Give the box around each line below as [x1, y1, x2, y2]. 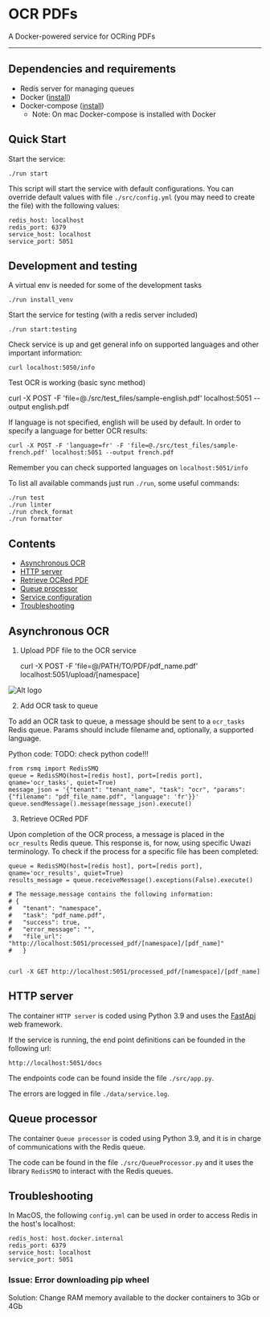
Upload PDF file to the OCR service [19, 646, 137, 655]
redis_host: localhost [8, 216, 84, 224]
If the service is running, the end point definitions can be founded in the [8, 1035, 246, 1044]
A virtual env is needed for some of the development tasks [8, 281, 202, 290]
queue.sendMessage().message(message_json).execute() [8, 800, 193, 808]
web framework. [8, 1019, 63, 1029]
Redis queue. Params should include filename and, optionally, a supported [8, 725, 254, 734]
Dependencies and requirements [8, 62, 177, 76]
